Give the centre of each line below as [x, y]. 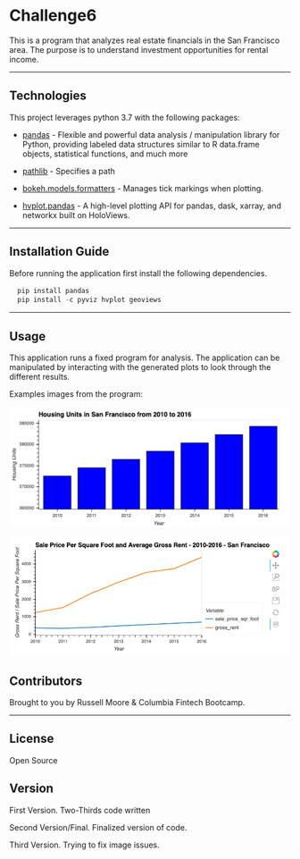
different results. [39, 377]
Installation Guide [59, 252]
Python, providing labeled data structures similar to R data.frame [141, 144]
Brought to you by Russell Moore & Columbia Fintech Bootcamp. [127, 703]
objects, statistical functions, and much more [105, 154]
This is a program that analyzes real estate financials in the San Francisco [145, 40]
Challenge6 [53, 16]
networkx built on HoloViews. [76, 215]
